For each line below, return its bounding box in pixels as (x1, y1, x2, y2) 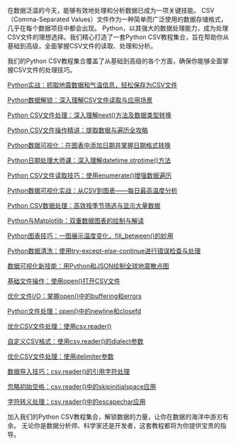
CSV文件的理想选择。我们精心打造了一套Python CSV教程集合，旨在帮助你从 (7, 33, 230, 41)
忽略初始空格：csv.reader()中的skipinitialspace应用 (7, 383, 157, 390)
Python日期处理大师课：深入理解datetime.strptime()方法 (7, 156, 172, 165)
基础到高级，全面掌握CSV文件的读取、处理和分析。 (7, 42, 157, 50)
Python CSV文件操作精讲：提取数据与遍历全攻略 (7, 126, 149, 134)
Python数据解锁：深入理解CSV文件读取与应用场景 (7, 96, 153, 104)
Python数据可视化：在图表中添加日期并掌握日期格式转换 (7, 141, 172, 149)
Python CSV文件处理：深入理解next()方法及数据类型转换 (7, 111, 172, 119)
